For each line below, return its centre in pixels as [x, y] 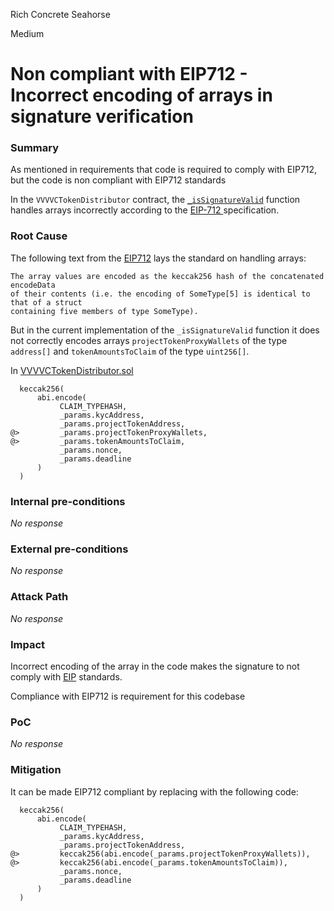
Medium [27, 33]
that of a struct [46, 302]
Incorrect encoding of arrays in [141, 95]
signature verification [102, 116]
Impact [28, 644]
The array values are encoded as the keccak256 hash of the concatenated [167, 276]
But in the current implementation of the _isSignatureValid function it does [165, 330]
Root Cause [39, 236]
